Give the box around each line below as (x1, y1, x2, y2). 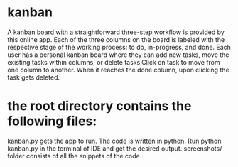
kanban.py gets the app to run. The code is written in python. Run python (7, 136, 222, 145)
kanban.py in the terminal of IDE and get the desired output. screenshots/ (7, 144, 222, 153)
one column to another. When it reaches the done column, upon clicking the (7, 65, 229, 74)
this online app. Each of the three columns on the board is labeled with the (7, 35, 225, 43)
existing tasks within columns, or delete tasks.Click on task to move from (7, 58, 220, 66)
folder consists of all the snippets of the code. (7, 151, 142, 160)
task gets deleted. (7, 72, 60, 82)
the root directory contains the (7, 98, 192, 114)
